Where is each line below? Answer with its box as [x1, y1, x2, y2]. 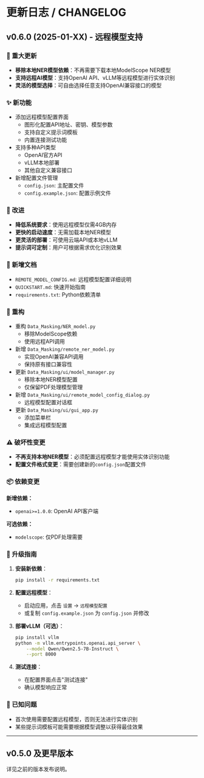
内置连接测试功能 [24, 136, 67, 144]
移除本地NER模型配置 [24, 376, 78, 384]
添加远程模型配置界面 [15, 113, 69, 121]
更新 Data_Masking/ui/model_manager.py [15, 368, 115, 376]
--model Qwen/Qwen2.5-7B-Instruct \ [26, 646, 119, 652]
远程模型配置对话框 [24, 399, 73, 406]
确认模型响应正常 [24, 684, 67, 691]
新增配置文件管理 [15, 174, 58, 181]
